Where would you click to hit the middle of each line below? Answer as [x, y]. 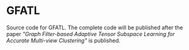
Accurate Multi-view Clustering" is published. [63, 40]
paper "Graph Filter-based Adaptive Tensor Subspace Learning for [91, 34]
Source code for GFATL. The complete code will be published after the [95, 27]
